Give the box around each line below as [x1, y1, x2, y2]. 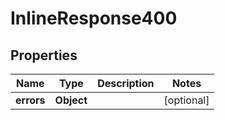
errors [15, 93, 46, 107]
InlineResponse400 [10, 7, 178, 30]
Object [54, 93, 88, 107]
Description [97, 77, 155, 90]
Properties [10, 47, 78, 64]
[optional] [163, 93, 210, 107]
